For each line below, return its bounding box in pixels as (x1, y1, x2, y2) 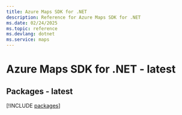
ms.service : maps (6, 37, 50, 43)
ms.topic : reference (6, 25, 58, 32)
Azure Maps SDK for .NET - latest (6, 62, 176, 76)
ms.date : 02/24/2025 (6, 20, 58, 26)
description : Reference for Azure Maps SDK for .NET (6, 14, 141, 20)
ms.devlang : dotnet (6, 31, 55, 37)
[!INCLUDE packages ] (6, 102, 61, 109)
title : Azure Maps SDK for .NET (6, 8, 87, 15)
